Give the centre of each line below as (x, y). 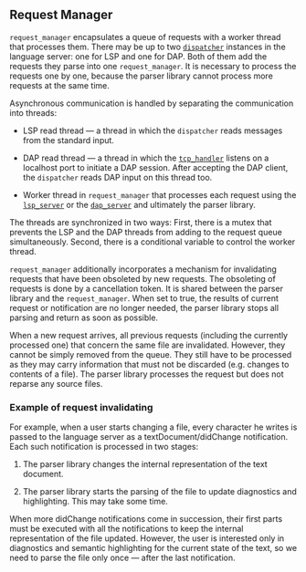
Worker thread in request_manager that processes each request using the (159, 194)
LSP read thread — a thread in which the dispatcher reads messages (153, 130)
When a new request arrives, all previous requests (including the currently (149, 335)
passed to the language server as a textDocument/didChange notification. (149, 437)
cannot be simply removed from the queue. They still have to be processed (151, 354)
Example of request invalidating (81, 407)
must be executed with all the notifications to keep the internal (127, 529)
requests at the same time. (59, 85)
